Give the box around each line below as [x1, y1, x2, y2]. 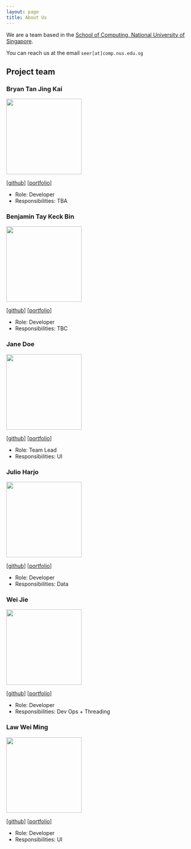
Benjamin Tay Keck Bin [6, 213, 75, 221]
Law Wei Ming [6, 723, 48, 731]
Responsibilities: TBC [14, 325, 68, 332]
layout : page [6, 8, 39, 15]
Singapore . [6, 37, 34, 45]
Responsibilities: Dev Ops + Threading [14, 708, 110, 716]
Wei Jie [6, 595, 28, 604]
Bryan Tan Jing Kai [6, 85, 63, 93]
